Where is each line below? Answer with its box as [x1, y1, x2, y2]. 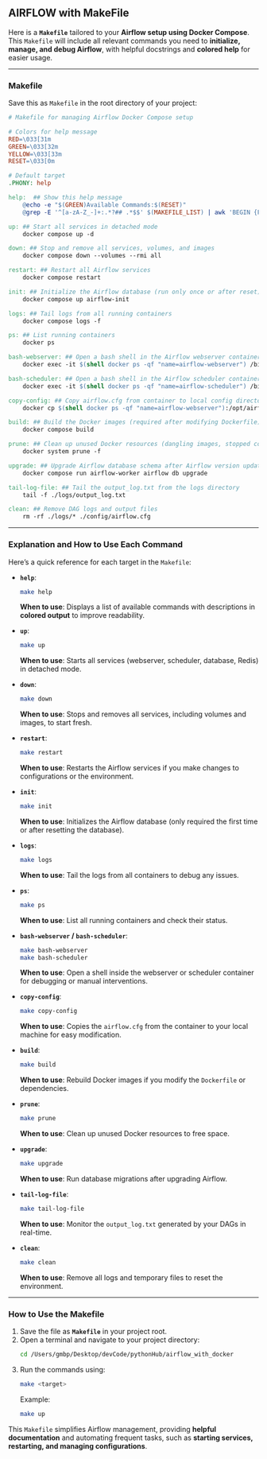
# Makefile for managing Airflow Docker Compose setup [8, 114, 194, 122]
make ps [19, 901, 45, 909]
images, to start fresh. [19, 718, 93, 728]
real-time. [19, 1228, 52, 1237]
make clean [19, 1258, 56, 1267]
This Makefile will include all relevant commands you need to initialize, [8, 36, 241, 45]
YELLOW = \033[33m [8, 150, 62, 158]
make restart [19, 749, 64, 757]
